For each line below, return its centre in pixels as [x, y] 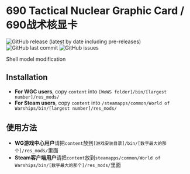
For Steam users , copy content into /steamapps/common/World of [92, 103]
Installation [27, 77]
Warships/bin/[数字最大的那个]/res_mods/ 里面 [68, 165]
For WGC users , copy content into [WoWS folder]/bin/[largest [91, 91]
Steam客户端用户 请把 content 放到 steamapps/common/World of [87, 157]
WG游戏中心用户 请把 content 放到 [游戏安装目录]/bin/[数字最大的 [88, 143]
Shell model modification [36, 59]
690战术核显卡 [42, 25]
